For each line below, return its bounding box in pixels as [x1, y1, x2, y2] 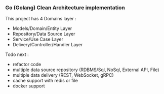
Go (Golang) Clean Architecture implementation [5, 4, 126, 11]
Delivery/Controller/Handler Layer [12, 42, 83, 48]
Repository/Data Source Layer [12, 31, 75, 37]
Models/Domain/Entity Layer [12, 25, 72, 32]
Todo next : [5, 51, 29, 57]
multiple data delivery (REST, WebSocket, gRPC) [12, 72, 114, 78]
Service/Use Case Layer [12, 36, 63, 42]
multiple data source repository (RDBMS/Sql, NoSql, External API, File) [12, 67, 159, 73]
